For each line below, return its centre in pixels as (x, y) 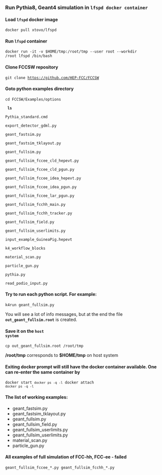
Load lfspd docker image (32, 20)
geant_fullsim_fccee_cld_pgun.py (40, 169)
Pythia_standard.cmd (27, 117)
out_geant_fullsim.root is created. (41, 319)
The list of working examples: (37, 397)
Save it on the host (24, 331)
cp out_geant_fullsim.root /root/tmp (44, 346)
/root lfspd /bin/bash (29, 56)
